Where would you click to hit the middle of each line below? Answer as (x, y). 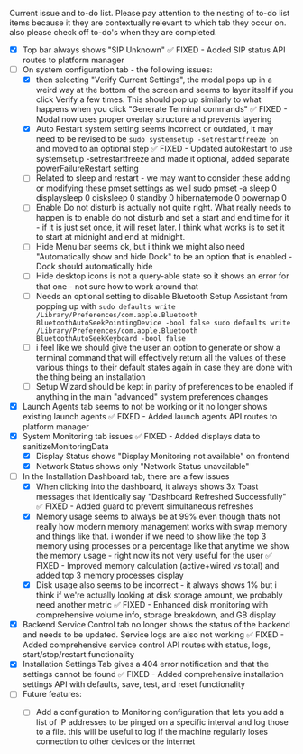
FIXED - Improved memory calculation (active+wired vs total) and (157, 566)
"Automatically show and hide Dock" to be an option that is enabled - (164, 257)
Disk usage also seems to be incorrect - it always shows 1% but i (156, 585)
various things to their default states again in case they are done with (164, 367)
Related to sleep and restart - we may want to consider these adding (163, 178)
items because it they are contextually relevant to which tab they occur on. (148, 23)
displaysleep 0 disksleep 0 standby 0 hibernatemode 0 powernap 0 (161, 198)
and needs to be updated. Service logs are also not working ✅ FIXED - (153, 635)
